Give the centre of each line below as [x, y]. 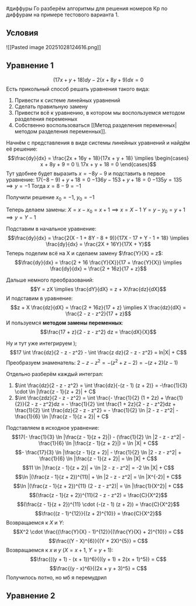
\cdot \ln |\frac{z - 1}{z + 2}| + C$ [55, 391]
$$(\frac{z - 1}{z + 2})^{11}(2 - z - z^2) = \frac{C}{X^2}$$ [98, 495]
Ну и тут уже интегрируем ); [42, 343]
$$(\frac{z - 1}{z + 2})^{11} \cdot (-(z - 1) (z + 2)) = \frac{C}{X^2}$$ [98, 504]
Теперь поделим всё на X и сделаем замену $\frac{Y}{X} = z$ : [85, 254]
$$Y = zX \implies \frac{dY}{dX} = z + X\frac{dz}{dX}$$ [98, 289]
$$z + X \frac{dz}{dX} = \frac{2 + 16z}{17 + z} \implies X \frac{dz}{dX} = [98, 307]
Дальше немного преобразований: [50, 280]
